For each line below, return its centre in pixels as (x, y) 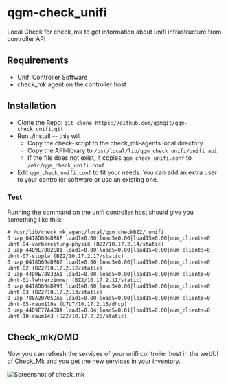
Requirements (38, 61)
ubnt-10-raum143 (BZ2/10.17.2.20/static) (67, 316)
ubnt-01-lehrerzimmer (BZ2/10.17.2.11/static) (75, 280)
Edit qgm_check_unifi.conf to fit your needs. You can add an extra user (117, 172)
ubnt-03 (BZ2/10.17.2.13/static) (55, 292)
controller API (26, 38)
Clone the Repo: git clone (55, 122)
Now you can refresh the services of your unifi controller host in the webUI (113, 353)
